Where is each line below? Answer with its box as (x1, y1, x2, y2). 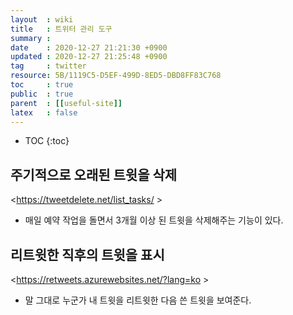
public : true (10, 89, 74, 99)
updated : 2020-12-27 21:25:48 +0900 (10, 52, 168, 62)
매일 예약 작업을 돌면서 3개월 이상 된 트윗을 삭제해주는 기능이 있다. (24, 214, 284, 226)
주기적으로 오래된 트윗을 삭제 (10, 166, 178, 183)
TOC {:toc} (24, 135, 70, 147)
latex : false (10, 107, 78, 118)
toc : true (10, 80, 74, 90)
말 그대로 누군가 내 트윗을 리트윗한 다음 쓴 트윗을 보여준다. (24, 294, 252, 306)
